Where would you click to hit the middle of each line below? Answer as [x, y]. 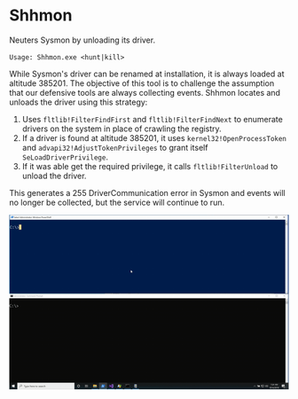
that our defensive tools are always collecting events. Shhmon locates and [145, 92]
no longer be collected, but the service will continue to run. [117, 202]
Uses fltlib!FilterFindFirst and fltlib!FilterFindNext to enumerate [153, 119]
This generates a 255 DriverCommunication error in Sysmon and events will [147, 192]
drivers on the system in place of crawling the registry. [122, 129]
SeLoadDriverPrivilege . [65, 157]
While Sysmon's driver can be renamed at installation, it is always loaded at [147, 74]
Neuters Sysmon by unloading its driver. [82, 40]
